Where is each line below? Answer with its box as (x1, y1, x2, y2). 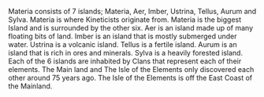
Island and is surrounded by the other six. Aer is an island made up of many (8, 23, 254, 32)
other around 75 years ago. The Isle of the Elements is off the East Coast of (8, 74, 253, 82)
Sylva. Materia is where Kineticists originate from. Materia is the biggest (8, 15, 242, 24)
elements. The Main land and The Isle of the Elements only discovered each (8, 65, 255, 74)
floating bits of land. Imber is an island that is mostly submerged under (8, 31, 237, 41)
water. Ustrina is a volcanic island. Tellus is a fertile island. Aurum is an (8, 40, 238, 49)
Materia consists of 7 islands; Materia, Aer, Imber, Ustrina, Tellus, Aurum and (8, 7, 257, 16)
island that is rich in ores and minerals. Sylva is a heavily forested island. (8, 48, 243, 57)
